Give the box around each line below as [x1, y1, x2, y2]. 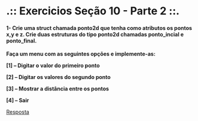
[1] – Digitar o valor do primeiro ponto [6, 62, 100, 69]
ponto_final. [6, 37, 37, 44]
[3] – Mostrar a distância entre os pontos [6, 85, 109, 92]
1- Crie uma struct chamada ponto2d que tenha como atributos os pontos [6, 24, 193, 31]
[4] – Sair [6, 97, 29, 104]
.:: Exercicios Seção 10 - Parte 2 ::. [6, 4, 180, 18]
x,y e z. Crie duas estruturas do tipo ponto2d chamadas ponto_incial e [6, 31, 184, 38]
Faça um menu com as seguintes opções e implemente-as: [6, 50, 156, 58]
